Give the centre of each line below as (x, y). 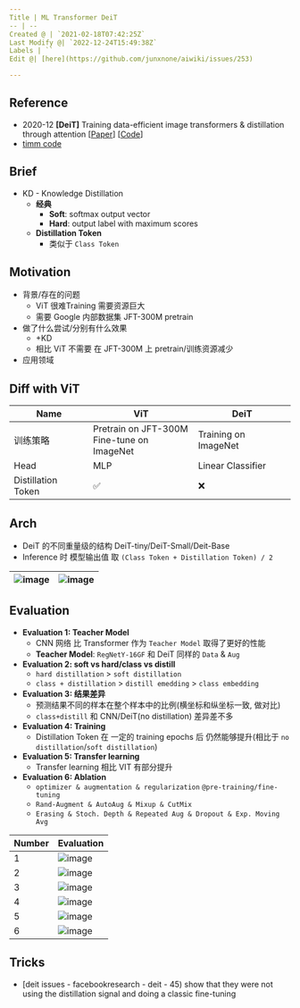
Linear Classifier (232, 466)
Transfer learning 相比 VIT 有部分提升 (104, 767)
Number (31, 843)
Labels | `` (31, 51)
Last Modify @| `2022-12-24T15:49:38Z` (83, 42)
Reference (39, 103)
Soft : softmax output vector (100, 214)
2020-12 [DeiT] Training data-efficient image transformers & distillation (153, 124)
